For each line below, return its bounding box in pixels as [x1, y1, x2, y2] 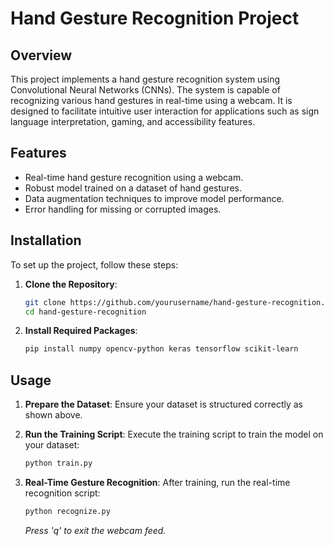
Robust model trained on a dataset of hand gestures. [24, 182, 242, 194]
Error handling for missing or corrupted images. [24, 203, 222, 215]
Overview [10, 47, 73, 64]
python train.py [24, 458, 93, 469]
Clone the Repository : [24, 278, 118, 290]
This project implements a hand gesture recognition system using [10, 73, 280, 85]
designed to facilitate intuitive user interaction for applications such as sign [10, 105, 320, 117]
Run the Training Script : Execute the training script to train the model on [24, 428, 324, 441]
